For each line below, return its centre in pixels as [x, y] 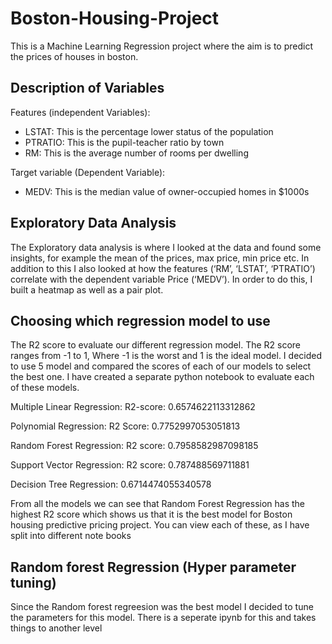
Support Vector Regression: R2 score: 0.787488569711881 [130, 465]
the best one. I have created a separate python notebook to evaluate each [162, 377]
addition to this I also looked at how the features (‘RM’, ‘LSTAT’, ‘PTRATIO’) [163, 268]
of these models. [45, 388]
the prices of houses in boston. [74, 56]
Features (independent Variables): [80, 112]
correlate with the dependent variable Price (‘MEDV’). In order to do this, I [161, 279]
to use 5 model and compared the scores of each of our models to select [161, 366]
